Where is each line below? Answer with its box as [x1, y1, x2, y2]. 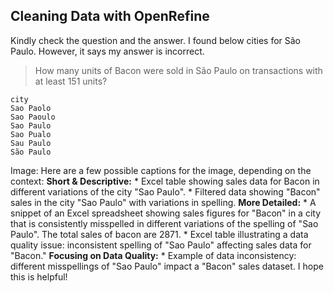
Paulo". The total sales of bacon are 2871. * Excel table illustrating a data [10, 228, 309, 240]
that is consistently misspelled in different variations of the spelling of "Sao [10, 217, 319, 229]
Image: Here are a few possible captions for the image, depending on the [10, 164, 312, 176]
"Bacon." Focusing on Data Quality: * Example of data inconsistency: [10, 249, 297, 261]
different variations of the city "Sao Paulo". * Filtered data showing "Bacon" [10, 185, 321, 198]
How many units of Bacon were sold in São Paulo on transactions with [34, 64, 323, 76]
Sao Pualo [10, 129, 52, 139]
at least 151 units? [34, 75, 108, 87]
